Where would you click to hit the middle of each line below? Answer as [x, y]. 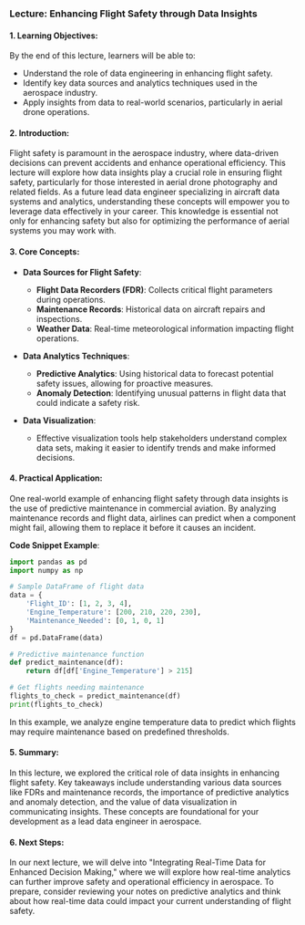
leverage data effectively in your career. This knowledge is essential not [144, 212]
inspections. [59, 318]
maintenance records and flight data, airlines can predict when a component [152, 517]
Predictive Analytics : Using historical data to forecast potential [155, 373]
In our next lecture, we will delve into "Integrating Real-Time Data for [138, 863]
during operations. [71, 299]
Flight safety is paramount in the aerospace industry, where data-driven [144, 153]
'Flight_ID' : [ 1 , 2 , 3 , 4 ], [79, 604]
